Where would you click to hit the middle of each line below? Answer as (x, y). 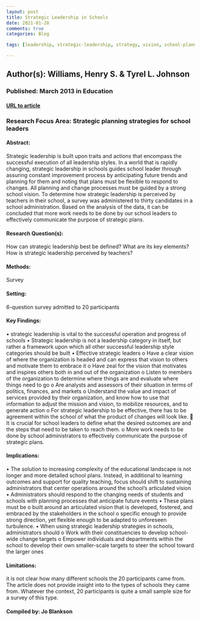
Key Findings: (24, 321)
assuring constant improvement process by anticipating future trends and (97, 175)
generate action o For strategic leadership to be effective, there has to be (96, 410)
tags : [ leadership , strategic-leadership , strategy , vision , (84, 45)
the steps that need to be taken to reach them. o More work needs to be (95, 429)
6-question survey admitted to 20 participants (63, 307)
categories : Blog (28, 34)
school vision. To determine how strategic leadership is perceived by (91, 194)
